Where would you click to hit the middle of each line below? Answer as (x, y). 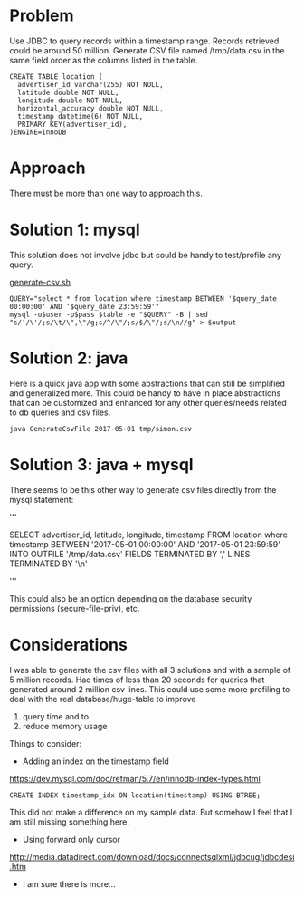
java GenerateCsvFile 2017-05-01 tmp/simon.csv (101, 429)
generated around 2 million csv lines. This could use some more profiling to (150, 689)
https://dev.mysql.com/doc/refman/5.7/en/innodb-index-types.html (135, 778)
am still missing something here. (69, 822)
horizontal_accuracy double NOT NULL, (91, 108)
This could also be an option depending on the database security (131, 598)
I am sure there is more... (69, 883)
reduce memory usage (65, 726)
